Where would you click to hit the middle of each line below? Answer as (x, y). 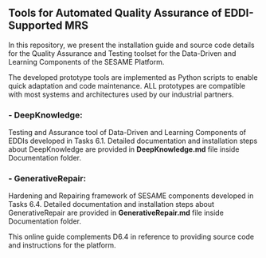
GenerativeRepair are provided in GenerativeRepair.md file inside (116, 213)
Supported (35, 26)
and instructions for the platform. (63, 245)
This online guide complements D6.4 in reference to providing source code (131, 237)
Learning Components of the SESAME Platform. (86, 62)
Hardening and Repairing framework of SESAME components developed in (131, 196)
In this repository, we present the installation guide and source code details (131, 45)
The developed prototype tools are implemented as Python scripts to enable (133, 77)
